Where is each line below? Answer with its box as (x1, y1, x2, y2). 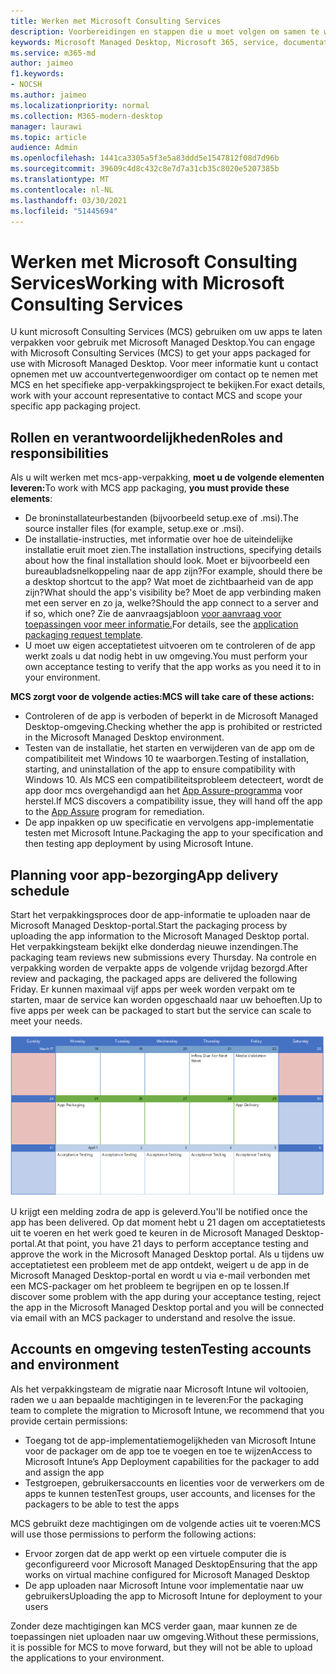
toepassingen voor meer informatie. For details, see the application (24, 618, 299, 630)
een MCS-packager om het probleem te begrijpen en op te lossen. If (10, 1280, 290, 1292)
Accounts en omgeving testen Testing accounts (10, 1341, 312, 1358)
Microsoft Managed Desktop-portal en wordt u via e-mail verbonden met (10, 1269, 311, 1281)
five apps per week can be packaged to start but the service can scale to (10, 1004, 312, 1016)
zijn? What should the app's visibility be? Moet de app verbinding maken (24, 586, 322, 599)
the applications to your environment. (10, 1651, 165, 1664)
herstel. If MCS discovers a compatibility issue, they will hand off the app (24, 795, 323, 807)
